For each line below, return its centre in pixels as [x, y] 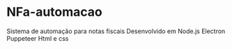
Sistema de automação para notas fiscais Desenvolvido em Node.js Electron [116, 31]
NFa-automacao [54, 12]
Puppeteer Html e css [38, 38]
